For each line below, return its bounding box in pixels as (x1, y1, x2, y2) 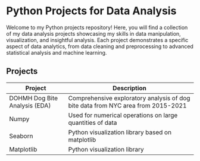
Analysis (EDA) (9, 101, 51, 109)
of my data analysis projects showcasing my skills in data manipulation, (6, 30, 182, 37)
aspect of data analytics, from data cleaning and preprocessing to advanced (6, 43, 193, 50)
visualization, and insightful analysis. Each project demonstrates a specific (6, 36, 189, 43)
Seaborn (9, 132, 33, 140)
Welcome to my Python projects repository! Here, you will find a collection (6, 24, 188, 31)
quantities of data (68, 118, 117, 127)
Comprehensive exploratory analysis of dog (68, 94, 190, 102)
